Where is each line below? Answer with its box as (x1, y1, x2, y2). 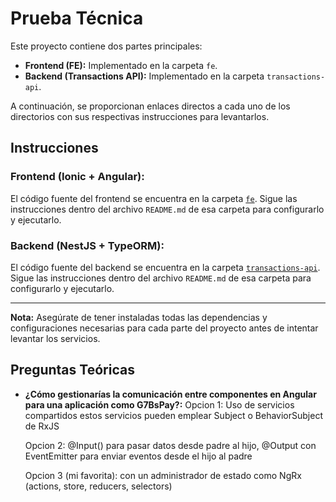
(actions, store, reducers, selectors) (24, 480, 173, 492)
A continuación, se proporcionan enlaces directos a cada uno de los (10, 100, 291, 112)
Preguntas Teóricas (10, 362, 135, 379)
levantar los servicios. (10, 332, 101, 344)
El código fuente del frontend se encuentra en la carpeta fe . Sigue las (10, 192, 298, 204)
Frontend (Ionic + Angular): (10, 170, 145, 184)
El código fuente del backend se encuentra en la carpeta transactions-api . (10, 261, 321, 273)
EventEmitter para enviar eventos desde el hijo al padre (24, 450, 253, 462)
